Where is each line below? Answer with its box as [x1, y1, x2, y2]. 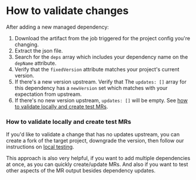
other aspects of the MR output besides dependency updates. [6, 167, 156, 174]
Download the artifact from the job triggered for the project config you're [14, 34, 191, 41]
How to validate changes [6, 4, 129, 18]
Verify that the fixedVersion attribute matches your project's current [14, 65, 180, 72]
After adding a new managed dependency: [6, 23, 109, 30]
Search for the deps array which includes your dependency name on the [14, 53, 188, 60]
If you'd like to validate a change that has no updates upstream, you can [6, 131, 180, 138]
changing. [14, 41, 39, 48]
